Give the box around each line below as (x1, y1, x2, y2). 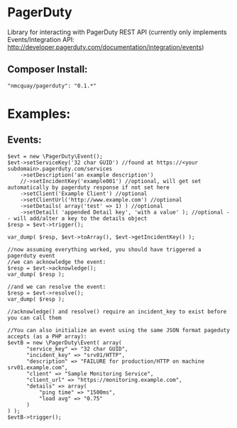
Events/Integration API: (7, 35, 75, 43)
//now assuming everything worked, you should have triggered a (7, 246, 202, 253)
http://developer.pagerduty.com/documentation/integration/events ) (7, 43, 204, 51)
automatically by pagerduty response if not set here (7, 184, 170, 191)
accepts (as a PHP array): (7, 333, 87, 340)
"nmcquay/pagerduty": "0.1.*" (7, 82, 97, 89)
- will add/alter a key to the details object (7, 214, 148, 222)
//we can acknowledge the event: (7, 258, 106, 265)
